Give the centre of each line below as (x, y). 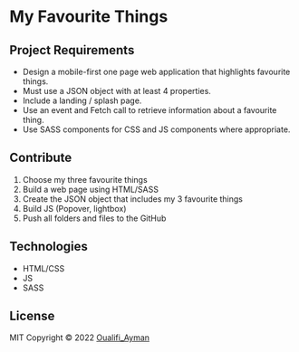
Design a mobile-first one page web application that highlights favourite (156, 71)
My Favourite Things (89, 17)
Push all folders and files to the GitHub (94, 218)
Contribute (41, 158)
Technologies (49, 247)
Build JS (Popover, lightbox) (74, 208)
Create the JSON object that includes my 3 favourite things (132, 199)
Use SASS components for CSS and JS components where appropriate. (156, 129)
